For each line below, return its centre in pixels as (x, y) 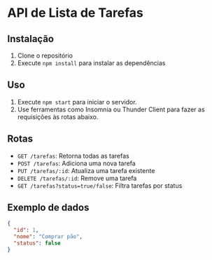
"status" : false (37, 243)
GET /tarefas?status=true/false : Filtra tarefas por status (100, 185)
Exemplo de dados (48, 208)
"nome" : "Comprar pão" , (48, 237)
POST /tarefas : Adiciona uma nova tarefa (77, 163)
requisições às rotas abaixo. (58, 116)
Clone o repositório (45, 55)
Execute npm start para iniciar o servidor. (77, 102)
